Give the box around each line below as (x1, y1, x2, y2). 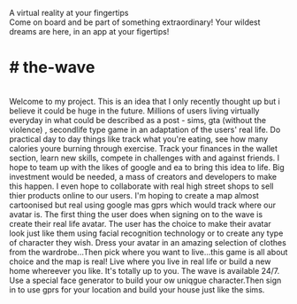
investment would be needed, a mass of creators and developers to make (9, 171, 277, 182)
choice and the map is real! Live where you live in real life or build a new (9, 256, 271, 267)
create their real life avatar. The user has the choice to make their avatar (9, 218, 271, 229)
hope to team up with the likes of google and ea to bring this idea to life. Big (9, 161, 285, 172)
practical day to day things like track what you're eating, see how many (9, 133, 269, 144)
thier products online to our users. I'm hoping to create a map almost (9, 190, 259, 200)
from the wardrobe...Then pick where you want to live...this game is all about (9, 246, 288, 257)
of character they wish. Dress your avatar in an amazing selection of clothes (9, 237, 287, 247)
